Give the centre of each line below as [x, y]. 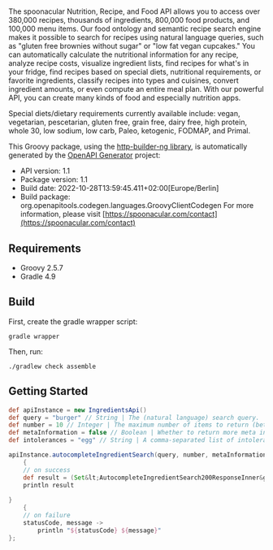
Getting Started [48, 391]
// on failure [47, 515]
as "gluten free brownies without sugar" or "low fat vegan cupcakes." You [132, 46]
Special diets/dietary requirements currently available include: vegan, [124, 114]
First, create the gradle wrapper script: [73, 321]
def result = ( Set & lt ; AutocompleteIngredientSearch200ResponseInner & [143, 478]
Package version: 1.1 [54, 180]
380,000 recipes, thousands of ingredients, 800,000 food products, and [129, 20]
